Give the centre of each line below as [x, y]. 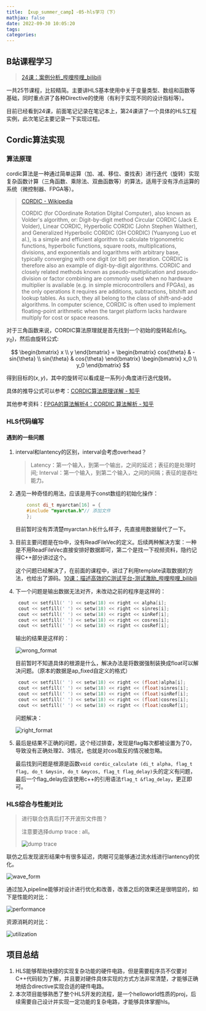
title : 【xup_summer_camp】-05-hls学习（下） [62, 12]
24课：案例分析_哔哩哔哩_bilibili [61, 77]
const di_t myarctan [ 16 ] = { [64, 505]
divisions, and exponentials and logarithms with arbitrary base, [101, 252]
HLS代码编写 [25, 421]
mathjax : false [26, 18]
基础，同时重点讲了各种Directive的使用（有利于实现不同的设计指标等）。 [97, 98]
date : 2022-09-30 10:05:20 [41, 23]
